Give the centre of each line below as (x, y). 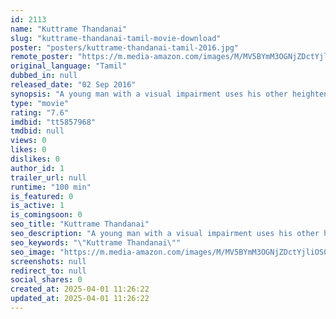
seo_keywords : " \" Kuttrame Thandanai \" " (96, 242)
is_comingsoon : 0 (46, 215)
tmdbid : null (37, 131)
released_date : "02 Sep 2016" (73, 85)
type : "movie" (40, 103)
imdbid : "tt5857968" (53, 122)
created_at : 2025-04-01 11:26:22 (80, 289)
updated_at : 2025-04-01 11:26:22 (80, 299)
